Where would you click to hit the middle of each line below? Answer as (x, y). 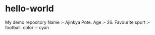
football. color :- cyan (27, 27)
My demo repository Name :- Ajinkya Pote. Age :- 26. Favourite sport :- (77, 22)
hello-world (30, 9)
